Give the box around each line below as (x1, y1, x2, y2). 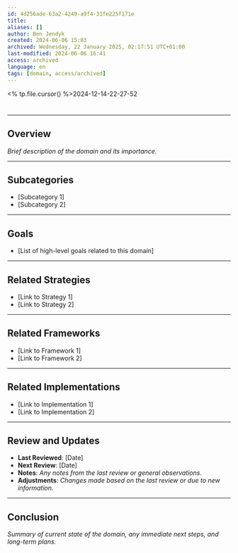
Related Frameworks (7, 328, 101, 340)
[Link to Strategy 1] (17, 292, 73, 301)
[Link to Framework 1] (17, 346, 81, 355)
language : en (7, 63, 46, 70)
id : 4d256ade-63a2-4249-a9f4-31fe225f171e (7, 10, 135, 18)
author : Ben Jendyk (7, 30, 65, 38)
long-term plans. (7, 537, 57, 546)
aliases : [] (7, 23, 42, 31)
